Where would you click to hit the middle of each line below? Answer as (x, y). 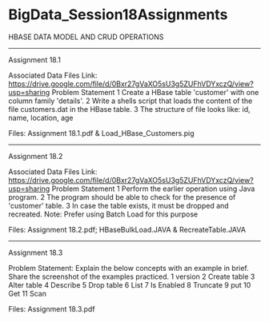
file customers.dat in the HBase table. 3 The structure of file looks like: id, (129, 109)
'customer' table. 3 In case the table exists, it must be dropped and (119, 205)
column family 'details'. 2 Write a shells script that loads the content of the (130, 101)
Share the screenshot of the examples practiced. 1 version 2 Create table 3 (132, 276)
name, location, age (41, 117)
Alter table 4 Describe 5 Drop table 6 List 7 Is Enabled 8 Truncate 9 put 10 (130, 284)
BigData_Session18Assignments (118, 15)
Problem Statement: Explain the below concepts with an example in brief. (129, 268)
